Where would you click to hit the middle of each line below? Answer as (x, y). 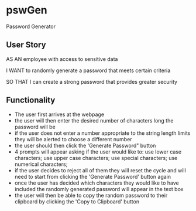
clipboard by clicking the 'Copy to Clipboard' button (77, 201)
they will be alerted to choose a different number (73, 139)
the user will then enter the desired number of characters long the (94, 120)
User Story (26, 45)
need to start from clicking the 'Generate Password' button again (93, 176)
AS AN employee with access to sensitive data (62, 59)
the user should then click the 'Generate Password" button (85, 145)
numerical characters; (41, 164)
